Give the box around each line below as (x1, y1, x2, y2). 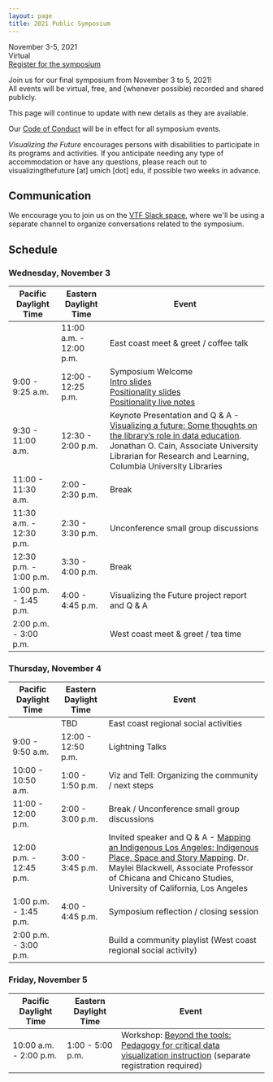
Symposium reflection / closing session (108, 906, 259, 918)
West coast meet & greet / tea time (109, 628, 242, 639)
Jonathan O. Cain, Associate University (109, 440, 258, 452)
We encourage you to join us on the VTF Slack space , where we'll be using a (8, 211, 265, 220)
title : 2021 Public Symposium (8, 20, 111, 28)
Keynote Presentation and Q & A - (109, 410, 240, 421)
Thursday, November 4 (8, 662, 102, 674)
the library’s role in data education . (109, 430, 242, 441)
